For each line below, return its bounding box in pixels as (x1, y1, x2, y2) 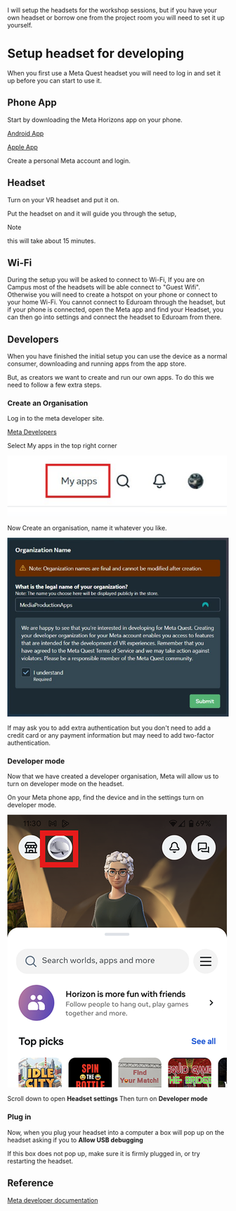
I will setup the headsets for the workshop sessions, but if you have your (7, 6, 218, 14)
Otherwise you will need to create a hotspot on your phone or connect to (7, 290, 218, 299)
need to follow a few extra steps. (7, 380, 102, 390)
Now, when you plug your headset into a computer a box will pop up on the (7, 1128, 225, 1136)
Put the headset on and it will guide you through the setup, (7, 209, 177, 218)
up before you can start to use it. (7, 76, 102, 85)
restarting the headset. (7, 1157, 74, 1165)
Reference (7, 1177, 54, 1189)
